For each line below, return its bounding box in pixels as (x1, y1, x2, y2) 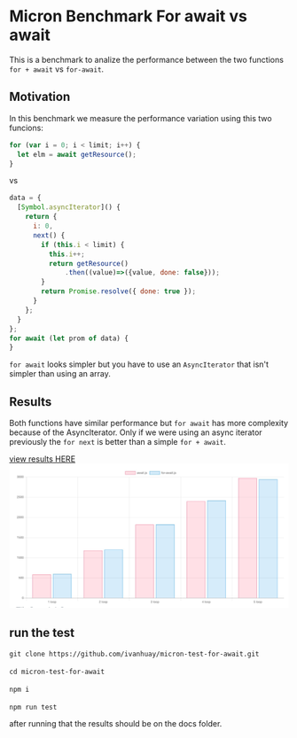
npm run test (9, 703, 58, 712)
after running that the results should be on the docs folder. (9, 719, 223, 729)
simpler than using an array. (9, 369, 111, 379)
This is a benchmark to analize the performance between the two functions (9, 54, 284, 65)
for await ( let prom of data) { (9, 334, 129, 343)
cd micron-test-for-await (9, 667, 105, 677)
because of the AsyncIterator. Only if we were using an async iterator (9, 427, 263, 438)
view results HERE (9, 454, 76, 464)
